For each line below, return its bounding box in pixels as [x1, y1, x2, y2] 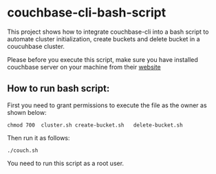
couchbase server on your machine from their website [7, 63, 162, 71]
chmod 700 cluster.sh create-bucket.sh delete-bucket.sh [7, 122, 184, 129]
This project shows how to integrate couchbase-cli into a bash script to [7, 28, 209, 36]
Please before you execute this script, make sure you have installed [7, 55, 198, 63]
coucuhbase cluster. [7, 42, 65, 50]
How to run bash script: [7, 83, 110, 94]
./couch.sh [7, 146, 39, 154]
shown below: [7, 108, 47, 116]
